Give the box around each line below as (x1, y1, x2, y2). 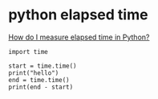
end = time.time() (8, 76, 70, 84)
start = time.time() (8, 62, 78, 70)
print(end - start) (8, 83, 74, 91)
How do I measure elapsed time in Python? (8, 32, 150, 42)
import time (8, 47, 48, 56)
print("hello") (8, 68, 59, 77)
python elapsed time (8, 6, 148, 24)
